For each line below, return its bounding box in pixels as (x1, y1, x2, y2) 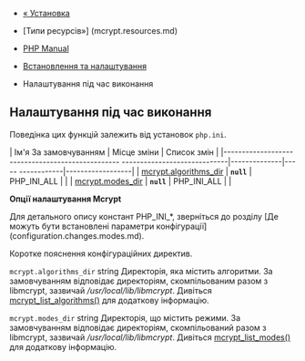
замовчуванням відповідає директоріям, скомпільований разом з (9, 322, 267, 333)
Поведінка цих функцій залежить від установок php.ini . (9, 129, 227, 139)
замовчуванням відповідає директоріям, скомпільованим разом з (9, 275, 269, 286)
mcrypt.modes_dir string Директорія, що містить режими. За (9, 312, 241, 323)
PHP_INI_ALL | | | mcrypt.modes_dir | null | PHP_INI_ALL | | (9, 175, 232, 186)
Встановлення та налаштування (22, 61, 147, 71)
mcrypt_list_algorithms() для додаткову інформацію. (9, 294, 209, 305)
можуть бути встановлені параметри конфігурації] (9, 221, 208, 232)
